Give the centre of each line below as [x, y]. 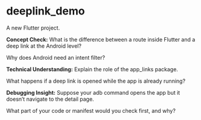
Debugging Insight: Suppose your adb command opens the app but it [93, 92]
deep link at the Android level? [44, 46]
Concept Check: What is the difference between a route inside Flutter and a [101, 39]
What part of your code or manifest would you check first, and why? [91, 110]
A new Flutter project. [33, 28]
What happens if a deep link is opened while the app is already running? [96, 81]
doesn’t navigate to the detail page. [50, 99]
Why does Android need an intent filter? [56, 57]
